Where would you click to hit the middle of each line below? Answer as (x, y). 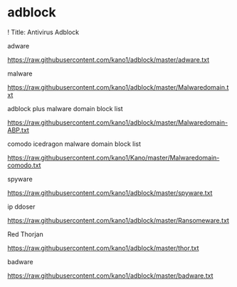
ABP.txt (19, 130)
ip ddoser (21, 207)
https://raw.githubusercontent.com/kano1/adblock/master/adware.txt (109, 59)
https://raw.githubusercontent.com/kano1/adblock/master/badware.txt (110, 276)
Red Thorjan (26, 234)
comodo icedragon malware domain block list (74, 144)
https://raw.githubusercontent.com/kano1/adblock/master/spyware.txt (110, 192)
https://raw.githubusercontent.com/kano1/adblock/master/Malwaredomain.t (118, 87)
